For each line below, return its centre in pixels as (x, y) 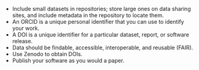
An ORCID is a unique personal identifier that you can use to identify (98, 22)
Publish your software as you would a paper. (68, 61)
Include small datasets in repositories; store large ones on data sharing (101, 9)
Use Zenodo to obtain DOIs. (47, 54)
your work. (26, 28)
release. (22, 41)
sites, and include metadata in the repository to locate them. (88, 15)
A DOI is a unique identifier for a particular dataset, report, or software (101, 35)
